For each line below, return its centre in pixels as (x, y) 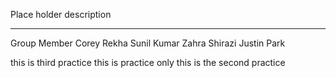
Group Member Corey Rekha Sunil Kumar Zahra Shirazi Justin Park (148, 43)
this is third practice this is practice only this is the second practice (148, 62)
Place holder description (61, 14)
